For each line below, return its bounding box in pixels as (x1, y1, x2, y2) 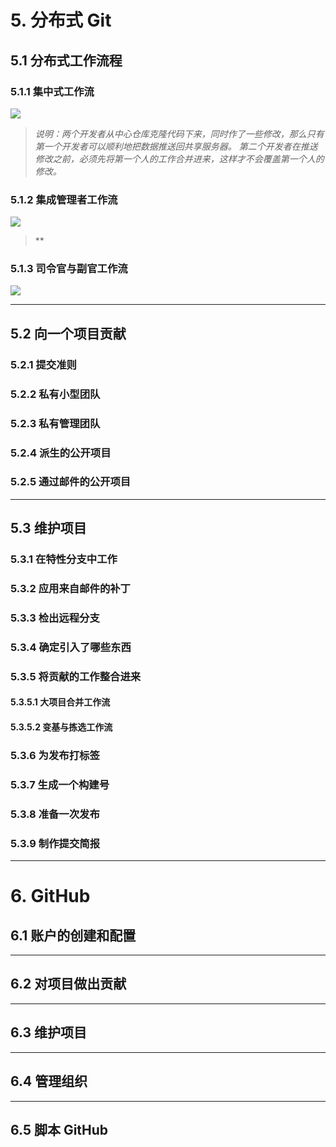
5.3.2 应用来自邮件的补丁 (10, 582, 131, 596)
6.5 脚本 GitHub (10, 1121, 109, 1138)
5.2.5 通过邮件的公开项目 (10, 475, 132, 489)
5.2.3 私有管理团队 (10, 416, 101, 430)
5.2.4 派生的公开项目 (10, 446, 112, 460)
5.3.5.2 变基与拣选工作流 (10, 721, 113, 733)
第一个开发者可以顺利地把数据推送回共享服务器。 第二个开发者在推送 (34, 140, 318, 152)
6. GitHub (10, 885, 91, 908)
